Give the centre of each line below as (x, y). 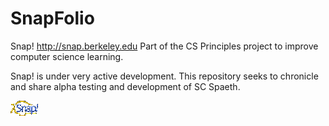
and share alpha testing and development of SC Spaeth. (125, 86)
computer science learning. (67, 56)
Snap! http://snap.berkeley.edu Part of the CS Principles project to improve (164, 46)
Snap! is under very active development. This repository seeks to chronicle (164, 76)
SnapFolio (52, 18)
